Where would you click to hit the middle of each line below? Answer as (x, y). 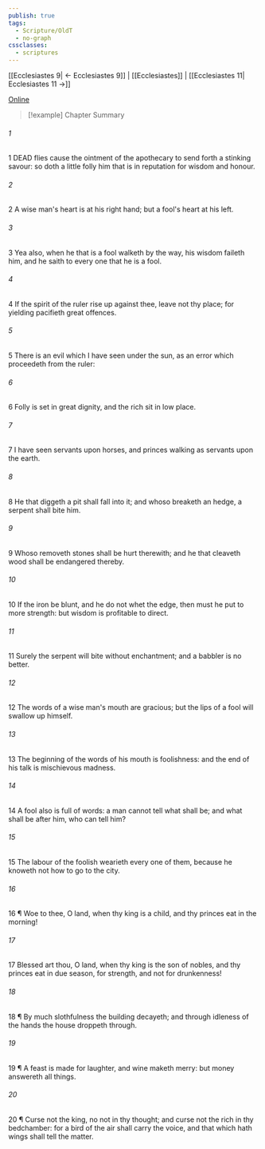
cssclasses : (28, 46)
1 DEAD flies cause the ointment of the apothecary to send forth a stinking (130, 158)
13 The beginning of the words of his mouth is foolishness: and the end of (129, 759)
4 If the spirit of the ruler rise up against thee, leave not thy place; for (121, 303)
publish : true (32, 16)
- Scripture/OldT (44, 30)
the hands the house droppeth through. (73, 1025)
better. (19, 664)
